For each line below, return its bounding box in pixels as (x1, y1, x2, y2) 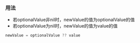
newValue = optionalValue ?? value (5, 33, 81, 38)
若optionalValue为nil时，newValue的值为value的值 (12, 23, 118, 29)
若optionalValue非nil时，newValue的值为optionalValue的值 (12, 16, 135, 23)
